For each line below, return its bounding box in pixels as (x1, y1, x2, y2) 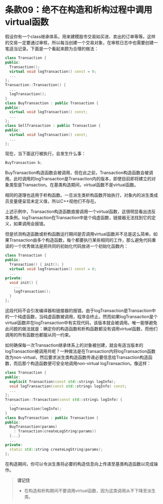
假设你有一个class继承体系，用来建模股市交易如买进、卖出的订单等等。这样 (5, 34, 156, 39)
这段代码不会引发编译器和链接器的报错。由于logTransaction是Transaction (5, 307, 152, 313)
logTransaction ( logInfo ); (9, 406, 62, 411)
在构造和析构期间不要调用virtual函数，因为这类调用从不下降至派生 (24, 487, 156, 493)
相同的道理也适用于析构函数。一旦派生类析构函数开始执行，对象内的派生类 (5, 192, 154, 198)
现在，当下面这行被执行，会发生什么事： (5, 151, 86, 156)
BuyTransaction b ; (5, 160, 42, 165)
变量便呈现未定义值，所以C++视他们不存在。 (9, 198, 99, 204)
